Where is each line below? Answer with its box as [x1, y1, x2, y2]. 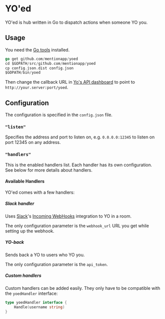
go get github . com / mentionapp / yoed [5, 56, 78, 61]
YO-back [5, 239, 24, 245]
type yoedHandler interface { [5, 300, 67, 305]
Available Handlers [5, 179, 45, 184]
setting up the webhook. [5, 228, 55, 234]
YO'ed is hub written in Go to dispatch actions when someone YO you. [5, 19, 148, 25]
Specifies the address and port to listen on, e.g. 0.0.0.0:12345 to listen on [5, 134, 155, 140]
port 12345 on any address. [5, 139, 61, 145]
